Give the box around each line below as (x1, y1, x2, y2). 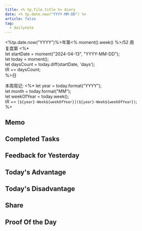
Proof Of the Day (5, 218, 57, 226)
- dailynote (9, 25, 34, 30)
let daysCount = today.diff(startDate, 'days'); (5, 62, 95, 68)
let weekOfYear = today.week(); (5, 93, 70, 99)
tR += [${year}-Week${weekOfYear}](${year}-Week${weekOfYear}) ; (5, 99, 137, 105)
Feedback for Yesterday (5, 151, 80, 160)
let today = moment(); (5, 56, 49, 62)
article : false (5, 16, 36, 21)
